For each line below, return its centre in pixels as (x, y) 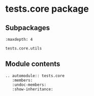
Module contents (33, 64)
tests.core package (47, 9)
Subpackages (27, 28)
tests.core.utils (24, 49)
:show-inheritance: (33, 89)
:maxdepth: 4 (19, 39)
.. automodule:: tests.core (35, 76)
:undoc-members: (29, 85)
